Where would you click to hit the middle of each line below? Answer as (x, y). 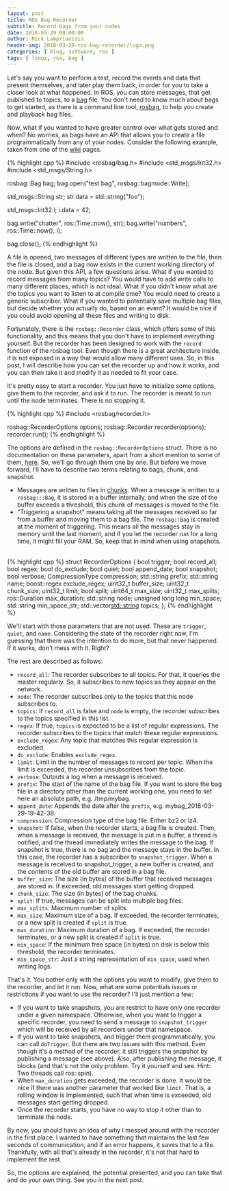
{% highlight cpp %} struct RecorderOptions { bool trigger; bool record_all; (112, 562)
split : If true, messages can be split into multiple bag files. (100, 901)
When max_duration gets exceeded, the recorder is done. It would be (114, 1080)
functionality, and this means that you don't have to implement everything (111, 336)
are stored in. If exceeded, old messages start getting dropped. (106, 886)
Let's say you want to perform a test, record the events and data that (104, 78)
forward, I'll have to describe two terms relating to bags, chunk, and (103, 469)
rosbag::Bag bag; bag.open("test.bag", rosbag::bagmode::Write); (98, 183)
